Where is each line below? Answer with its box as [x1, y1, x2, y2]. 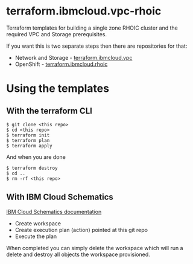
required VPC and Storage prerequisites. [6, 30, 107, 37]
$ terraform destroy [6, 165, 59, 171]
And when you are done [6, 153, 66, 161]
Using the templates [6, 82, 110, 95]
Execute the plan [14, 233, 57, 240]
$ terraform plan [6, 137, 50, 143]
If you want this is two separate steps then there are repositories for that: [6, 42, 188, 50]
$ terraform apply [6, 143, 52, 149]
